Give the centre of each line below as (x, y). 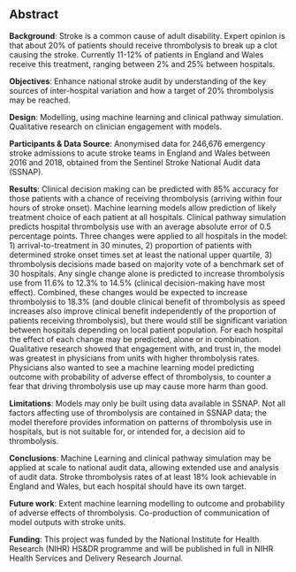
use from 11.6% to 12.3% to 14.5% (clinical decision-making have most (137, 283)
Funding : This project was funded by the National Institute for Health (134, 539)
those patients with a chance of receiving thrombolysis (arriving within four (146, 198)
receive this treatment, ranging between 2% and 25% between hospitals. (142, 64)
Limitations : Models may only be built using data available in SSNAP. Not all (147, 403)
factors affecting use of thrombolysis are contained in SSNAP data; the (138, 412)
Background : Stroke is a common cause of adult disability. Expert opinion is (147, 35)
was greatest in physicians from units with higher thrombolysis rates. (134, 358)
